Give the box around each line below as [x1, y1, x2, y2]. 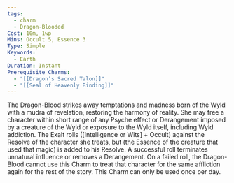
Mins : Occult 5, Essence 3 [7, 36, 86, 43]
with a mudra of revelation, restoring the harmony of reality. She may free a [7, 108, 224, 117]
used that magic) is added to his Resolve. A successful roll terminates [7, 145, 208, 154]
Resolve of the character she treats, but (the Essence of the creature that [7, 138, 219, 147]
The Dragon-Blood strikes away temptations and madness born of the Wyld [7, 101, 226, 109]
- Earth [13, 56, 36, 63]
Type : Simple [7, 43, 46, 50]
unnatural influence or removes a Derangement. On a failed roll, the [7, 153, 202, 161]
